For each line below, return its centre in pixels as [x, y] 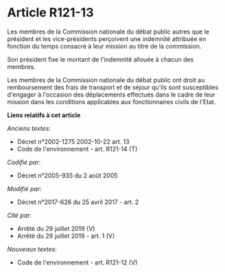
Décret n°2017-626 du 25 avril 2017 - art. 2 [78, 202]
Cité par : [20, 215]
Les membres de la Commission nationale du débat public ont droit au [106, 79]
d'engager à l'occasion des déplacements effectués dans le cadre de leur [111, 95]
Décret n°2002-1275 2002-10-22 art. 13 [73, 141]
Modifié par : [25, 188]
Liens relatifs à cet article [44, 115]
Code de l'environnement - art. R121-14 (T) [77, 149]
